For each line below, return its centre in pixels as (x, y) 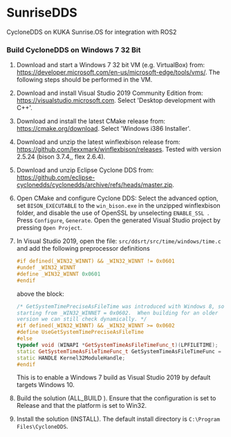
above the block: (40, 294)
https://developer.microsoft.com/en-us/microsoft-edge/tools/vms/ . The (118, 72)
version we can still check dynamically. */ (82, 319)
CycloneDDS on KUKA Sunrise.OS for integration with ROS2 (92, 32)
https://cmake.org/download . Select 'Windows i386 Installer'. (103, 129)
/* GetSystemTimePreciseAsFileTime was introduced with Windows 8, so (120, 306)
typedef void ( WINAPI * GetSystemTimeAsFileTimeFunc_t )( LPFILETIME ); (117, 345)
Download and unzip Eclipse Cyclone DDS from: (85, 170)
